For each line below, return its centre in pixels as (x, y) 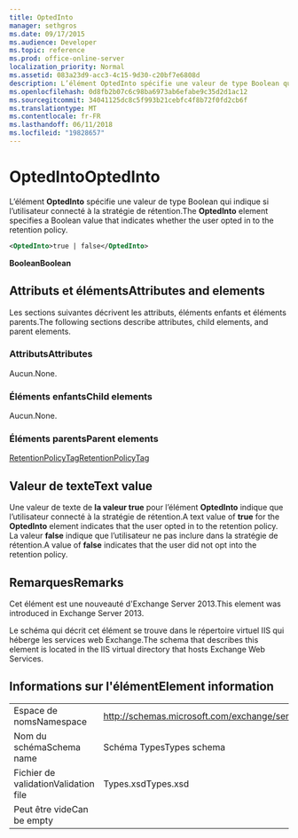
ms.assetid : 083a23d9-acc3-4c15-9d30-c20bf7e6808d (105, 75)
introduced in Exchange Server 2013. (77, 613)
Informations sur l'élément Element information (142, 687)
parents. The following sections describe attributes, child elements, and (139, 321)
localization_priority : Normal (67, 67)
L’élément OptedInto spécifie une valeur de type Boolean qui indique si (139, 202)
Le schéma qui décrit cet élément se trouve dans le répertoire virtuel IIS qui (147, 630)
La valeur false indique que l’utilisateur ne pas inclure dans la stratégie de (144, 536)
